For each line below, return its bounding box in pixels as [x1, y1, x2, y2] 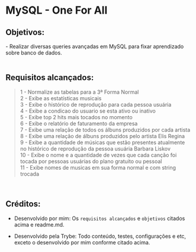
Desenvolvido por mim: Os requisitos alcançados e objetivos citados [14, 215, 185, 222]
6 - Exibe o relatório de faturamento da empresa [20, 120, 138, 127]
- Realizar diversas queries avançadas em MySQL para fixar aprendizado [5, 43, 184, 50]
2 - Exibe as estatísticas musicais [20, 94, 102, 101]
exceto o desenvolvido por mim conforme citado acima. [14, 238, 150, 246]
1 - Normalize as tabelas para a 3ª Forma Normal [20, 88, 139, 95]
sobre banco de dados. [5, 49, 63, 56]
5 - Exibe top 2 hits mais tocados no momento [20, 113, 133, 120]
